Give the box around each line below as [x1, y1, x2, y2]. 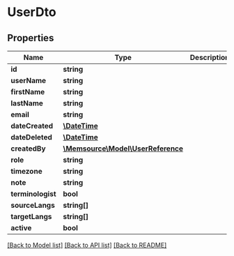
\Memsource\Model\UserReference [63, 144, 183, 153]
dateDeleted [10, 133, 52, 142]
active [10, 223, 32, 232]
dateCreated [10, 121, 54, 130]
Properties [7, 32, 54, 44]
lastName [10, 98, 44, 108]
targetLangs [10, 212, 52, 221]
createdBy [10, 144, 47, 153]
